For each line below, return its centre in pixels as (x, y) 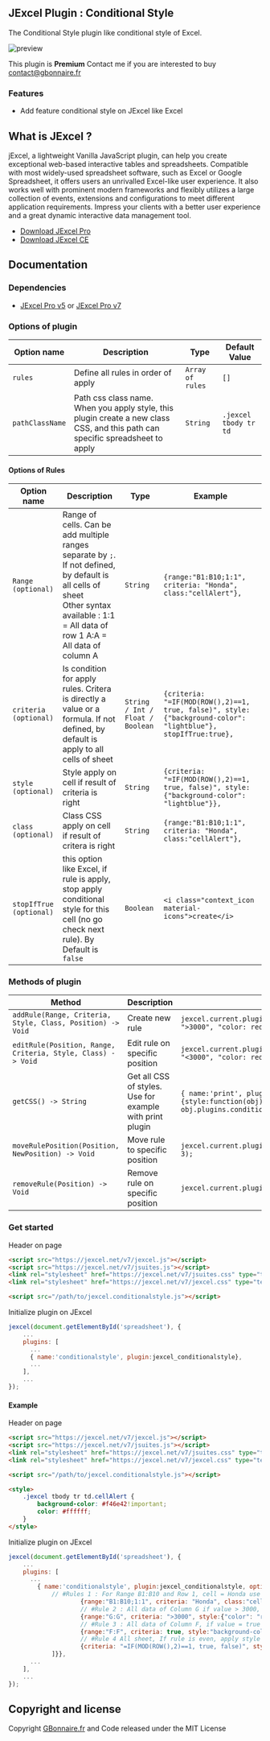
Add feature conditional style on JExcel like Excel (101, 111)
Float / (139, 718)
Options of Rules (37, 469)
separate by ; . (89, 555)
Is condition (84, 669)
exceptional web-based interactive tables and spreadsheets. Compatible (129, 163)
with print (145, 1117)
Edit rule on (149, 1044)
